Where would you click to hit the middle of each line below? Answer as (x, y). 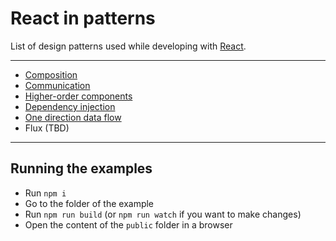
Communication (57, 85)
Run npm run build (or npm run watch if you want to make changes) (163, 214)
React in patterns (83, 18)
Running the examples (81, 168)
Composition (51, 74)
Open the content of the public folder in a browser (128, 224)
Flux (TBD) (47, 128)
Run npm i (45, 193)
